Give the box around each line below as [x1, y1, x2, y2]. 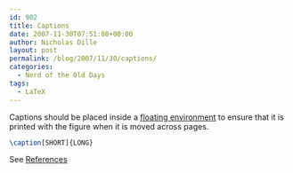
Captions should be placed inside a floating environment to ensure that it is [9, 112, 285, 122]
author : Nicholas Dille [9, 37, 98, 47]
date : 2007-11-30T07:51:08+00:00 [9, 29, 134, 38]
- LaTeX [17, 87, 46, 96]
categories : [9, 63, 53, 72]
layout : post [9, 46, 58, 55]
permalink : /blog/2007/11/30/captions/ [9, 54, 158, 63]
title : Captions [9, 21, 69, 30]
